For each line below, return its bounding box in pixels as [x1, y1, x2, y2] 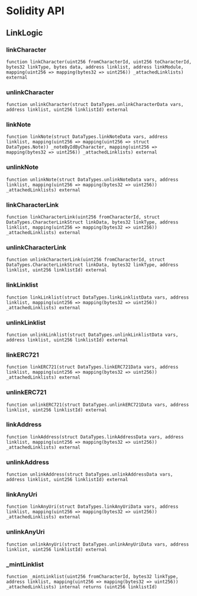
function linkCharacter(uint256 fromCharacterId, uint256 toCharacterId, [6, 59, 192, 65]
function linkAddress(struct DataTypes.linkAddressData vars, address [6, 434, 184, 440]
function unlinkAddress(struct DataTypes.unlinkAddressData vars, [6, 472, 173, 478]
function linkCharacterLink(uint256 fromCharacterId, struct [6, 214, 160, 220]
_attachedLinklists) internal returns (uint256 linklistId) [6, 584, 158, 590]
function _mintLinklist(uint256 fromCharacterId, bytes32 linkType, [6, 573, 179, 580]
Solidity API [6, 4, 65, 18]
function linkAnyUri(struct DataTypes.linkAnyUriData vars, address [6, 504, 179, 510]
